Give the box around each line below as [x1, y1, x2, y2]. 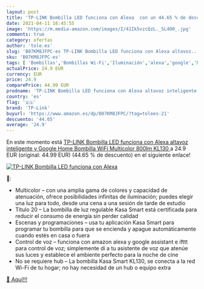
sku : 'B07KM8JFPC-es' [6, 54, 61, 60]
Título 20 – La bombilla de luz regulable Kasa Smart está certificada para [15, 206, 197, 213]
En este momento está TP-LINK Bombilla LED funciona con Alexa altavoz [6, 138, 188, 146]
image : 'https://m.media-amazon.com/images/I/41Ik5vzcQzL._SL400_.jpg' [6, 25, 191, 32]
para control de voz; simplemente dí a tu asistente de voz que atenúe [15, 245, 188, 252]
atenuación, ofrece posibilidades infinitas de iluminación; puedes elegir [15, 193, 194, 200]
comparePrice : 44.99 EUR [6, 83, 69, 89]
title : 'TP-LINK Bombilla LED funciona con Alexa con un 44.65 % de [6, 15, 186, 21]
